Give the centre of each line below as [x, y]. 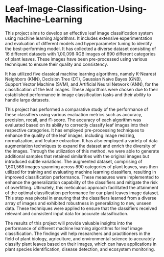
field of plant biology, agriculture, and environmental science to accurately [80, 238]
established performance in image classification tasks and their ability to [78, 95]
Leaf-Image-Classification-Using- [76, 9]
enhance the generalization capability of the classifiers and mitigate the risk [82, 182]
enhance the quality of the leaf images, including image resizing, [70, 135]
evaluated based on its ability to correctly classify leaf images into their [77, 125]
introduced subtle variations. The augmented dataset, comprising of [74, 161]
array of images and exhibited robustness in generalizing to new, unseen [78, 203]
